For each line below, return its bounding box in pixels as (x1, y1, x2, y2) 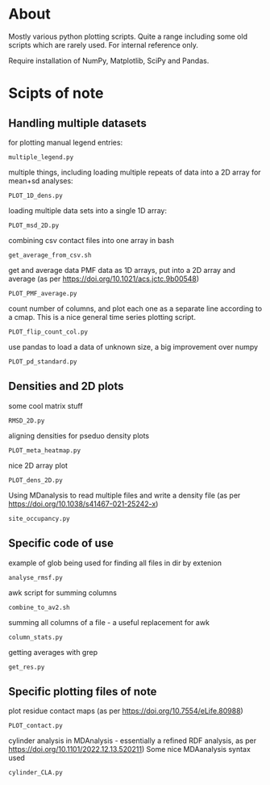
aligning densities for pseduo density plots (8, 430, 150, 440)
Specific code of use (8, 536, 114, 550)
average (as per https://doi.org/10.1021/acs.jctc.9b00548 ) (8, 274, 200, 283)
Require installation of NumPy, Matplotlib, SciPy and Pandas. (8, 56, 210, 65)
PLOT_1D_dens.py (8, 191, 63, 199)
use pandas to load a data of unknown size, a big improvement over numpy (8, 342, 259, 351)
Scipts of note (8, 84, 104, 103)
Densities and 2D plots (8, 380, 124, 393)
